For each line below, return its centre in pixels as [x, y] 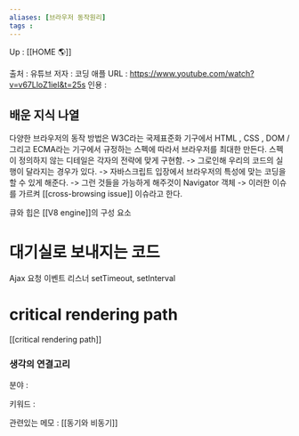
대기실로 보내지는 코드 [85, 252]
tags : [21, 26]
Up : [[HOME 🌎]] [40, 52]
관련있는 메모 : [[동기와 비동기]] [64, 423]
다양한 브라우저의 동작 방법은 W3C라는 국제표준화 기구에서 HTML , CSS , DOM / [149, 138]
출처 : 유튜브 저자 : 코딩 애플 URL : [69, 73]
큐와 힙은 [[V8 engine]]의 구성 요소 [70, 213]
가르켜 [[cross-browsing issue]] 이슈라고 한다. [101, 194]
